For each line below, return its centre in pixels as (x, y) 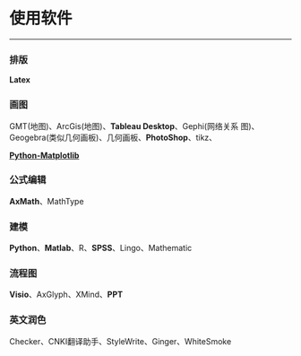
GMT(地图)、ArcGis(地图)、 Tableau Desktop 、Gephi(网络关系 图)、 (134, 126)
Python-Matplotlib (44, 155)
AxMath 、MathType (47, 201)
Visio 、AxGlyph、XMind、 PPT (66, 295)
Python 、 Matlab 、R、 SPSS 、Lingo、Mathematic (101, 248)
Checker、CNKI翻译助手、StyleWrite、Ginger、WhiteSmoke (120, 341)
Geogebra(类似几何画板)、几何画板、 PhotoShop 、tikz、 (113, 137)
